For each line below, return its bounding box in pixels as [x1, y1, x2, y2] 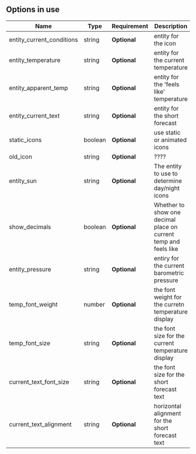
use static [153, 128, 181, 136]
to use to [153, 169, 178, 177]
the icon [153, 39, 176, 47]
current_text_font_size [9, 377, 69, 386]
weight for [153, 293, 182, 301]
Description [154, 22, 188, 30]
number [83, 300, 105, 308]
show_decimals [9, 222, 51, 231]
